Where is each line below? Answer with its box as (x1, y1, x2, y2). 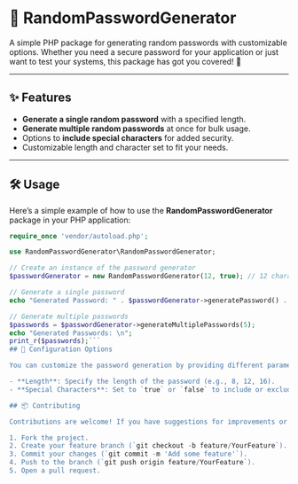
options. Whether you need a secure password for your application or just (9, 46, 279, 57)
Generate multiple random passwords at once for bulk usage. (21, 123, 251, 134)
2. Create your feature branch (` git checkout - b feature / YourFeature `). (9, 441, 288, 450)
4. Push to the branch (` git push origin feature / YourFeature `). (9, 458, 255, 467)
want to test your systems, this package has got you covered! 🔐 (9, 56, 242, 66)
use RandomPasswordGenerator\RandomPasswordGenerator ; (9, 247, 216, 256)
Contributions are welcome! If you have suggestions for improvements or (9, 417, 288, 426)
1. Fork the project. (9, 433, 90, 442)
